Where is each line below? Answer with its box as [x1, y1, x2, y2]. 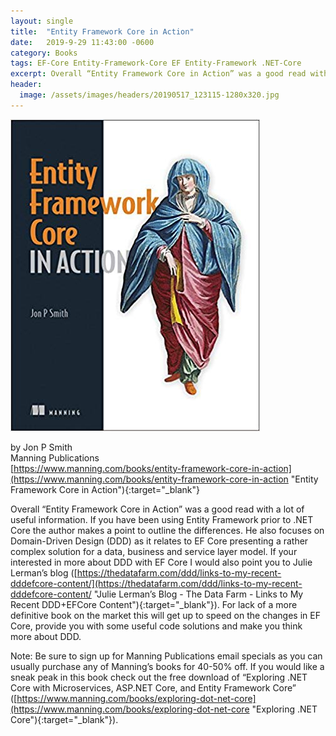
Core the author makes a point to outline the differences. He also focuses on [10, 524, 325, 536]
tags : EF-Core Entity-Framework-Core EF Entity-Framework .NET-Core [10, 58, 302, 69]
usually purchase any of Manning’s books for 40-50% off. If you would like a [10, 660, 325, 672]
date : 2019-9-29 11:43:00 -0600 [10, 37, 155, 47]
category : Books [10, 48, 78, 58]
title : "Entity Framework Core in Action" [10, 26, 195, 37]
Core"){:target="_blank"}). [10, 713, 119, 725]
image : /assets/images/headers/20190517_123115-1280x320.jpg [19, 90, 280, 100]
